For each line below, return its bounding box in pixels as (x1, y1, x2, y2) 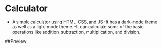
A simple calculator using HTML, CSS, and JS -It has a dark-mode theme (12, 19, 158, 24)
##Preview (5, 38, 27, 44)
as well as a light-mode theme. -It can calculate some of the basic (12, 24, 144, 29)
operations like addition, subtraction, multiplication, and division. (12, 29, 141, 35)
